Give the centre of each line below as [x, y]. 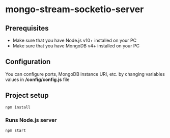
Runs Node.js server [31, 120]
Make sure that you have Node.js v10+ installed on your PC [74, 40]
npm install [18, 107]
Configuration [28, 62]
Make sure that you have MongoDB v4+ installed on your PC [76, 46]
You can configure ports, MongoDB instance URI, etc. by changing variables [85, 74]
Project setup [27, 95]
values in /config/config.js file [37, 79]
